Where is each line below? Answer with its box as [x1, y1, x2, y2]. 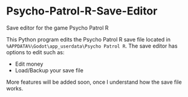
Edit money [15, 60, 44, 67]
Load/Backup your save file [15, 66, 83, 74]
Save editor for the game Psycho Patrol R [6, 24, 109, 31]
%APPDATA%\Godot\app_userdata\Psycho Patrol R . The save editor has [6, 42, 178, 49]
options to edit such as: [6, 48, 65, 55]
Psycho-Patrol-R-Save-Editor [6, 4, 158, 18]
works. [6, 84, 24, 92]
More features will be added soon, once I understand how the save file [6, 78, 183, 86]
